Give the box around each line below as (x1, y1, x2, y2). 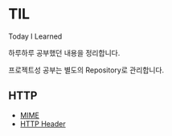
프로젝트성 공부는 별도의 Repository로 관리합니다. (8, 65, 165, 75)
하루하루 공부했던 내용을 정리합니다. (8, 47, 121, 57)
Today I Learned (8, 31, 63, 41)
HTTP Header (19, 118, 66, 129)
